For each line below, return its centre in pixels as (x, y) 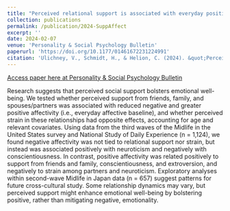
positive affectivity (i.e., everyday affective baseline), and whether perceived (115, 112)
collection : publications (44, 20)
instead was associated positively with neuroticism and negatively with (107, 149)
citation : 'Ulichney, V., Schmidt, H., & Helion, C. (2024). (96, 58)
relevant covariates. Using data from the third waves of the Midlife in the (109, 127)
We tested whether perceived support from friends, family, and (115, 98)
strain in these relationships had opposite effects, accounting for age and (110, 120)
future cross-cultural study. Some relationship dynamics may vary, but (106, 185)
